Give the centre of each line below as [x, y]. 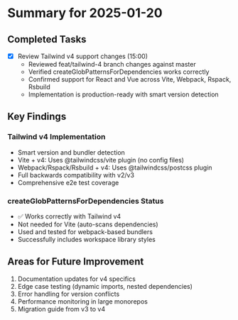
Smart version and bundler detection [71, 152]
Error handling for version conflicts [69, 294]
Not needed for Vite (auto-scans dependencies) [88, 224]
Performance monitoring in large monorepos [82, 301]
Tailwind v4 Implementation [56, 137]
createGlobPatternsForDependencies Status [86, 201]
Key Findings [37, 117]
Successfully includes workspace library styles [87, 240]
